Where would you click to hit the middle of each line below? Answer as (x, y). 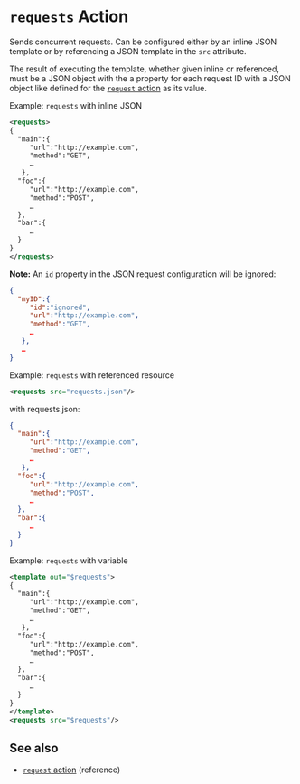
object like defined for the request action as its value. (108, 88)
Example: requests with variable (69, 560)
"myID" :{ (34, 299)
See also (34, 748)
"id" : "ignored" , (60, 307)
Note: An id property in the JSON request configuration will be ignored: (143, 274)
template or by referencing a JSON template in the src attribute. (128, 51)
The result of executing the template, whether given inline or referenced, (145, 69)
